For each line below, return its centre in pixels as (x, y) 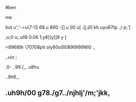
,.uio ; (11, 57)
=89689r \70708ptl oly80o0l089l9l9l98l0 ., (50, 47)
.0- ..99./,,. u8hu (22, 67)
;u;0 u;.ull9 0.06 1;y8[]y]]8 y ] (36, 37)
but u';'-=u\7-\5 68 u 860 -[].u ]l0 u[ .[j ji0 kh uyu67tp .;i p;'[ (68, 27)
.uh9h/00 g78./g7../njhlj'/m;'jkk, (58, 93)
